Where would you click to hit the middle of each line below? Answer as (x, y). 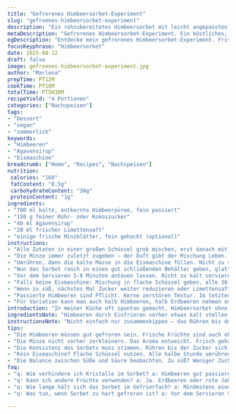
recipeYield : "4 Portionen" (48, 99)
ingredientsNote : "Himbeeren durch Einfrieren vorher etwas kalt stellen (118, 315)
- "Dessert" (25, 118)
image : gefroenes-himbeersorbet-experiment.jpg (78, 66)
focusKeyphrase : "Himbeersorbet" (56, 46)
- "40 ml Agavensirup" (40, 223)
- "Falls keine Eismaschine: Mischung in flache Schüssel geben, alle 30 (118, 282)
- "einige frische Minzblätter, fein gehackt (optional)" (94, 237)
